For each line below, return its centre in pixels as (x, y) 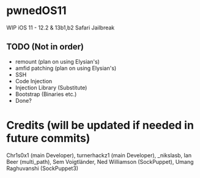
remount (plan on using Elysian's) (57, 61)
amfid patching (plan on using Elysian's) (66, 68)
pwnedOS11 (36, 11)
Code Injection (34, 81)
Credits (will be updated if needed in (100, 125)
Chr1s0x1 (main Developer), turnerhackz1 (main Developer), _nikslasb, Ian (99, 155)
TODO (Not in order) (45, 47)
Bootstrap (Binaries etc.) (46, 94)
